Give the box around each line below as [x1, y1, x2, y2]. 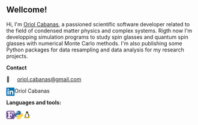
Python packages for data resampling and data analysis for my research [6, 46, 185, 53]
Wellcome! [6, 5, 47, 15]
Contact [6, 64, 27, 71]
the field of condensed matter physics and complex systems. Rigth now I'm [6, 27, 193, 34]
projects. [6, 52, 28, 59]
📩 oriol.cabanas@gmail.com [6, 75, 82, 83]
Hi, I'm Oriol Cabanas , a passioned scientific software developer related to [6, 20, 190, 28]
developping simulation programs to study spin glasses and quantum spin [6, 33, 189, 41]
